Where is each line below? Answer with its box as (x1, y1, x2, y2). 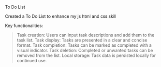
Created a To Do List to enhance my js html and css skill (5, 13, 117, 19)
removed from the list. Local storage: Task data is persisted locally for (16, 53, 156, 58)
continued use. (16, 58, 47, 63)
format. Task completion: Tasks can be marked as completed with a (16, 42, 152, 48)
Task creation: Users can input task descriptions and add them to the (16, 32, 155, 38)
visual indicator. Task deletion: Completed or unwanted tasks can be (16, 48, 153, 53)
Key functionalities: (5, 23, 44, 28)
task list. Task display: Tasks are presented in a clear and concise (16, 37, 147, 43)
